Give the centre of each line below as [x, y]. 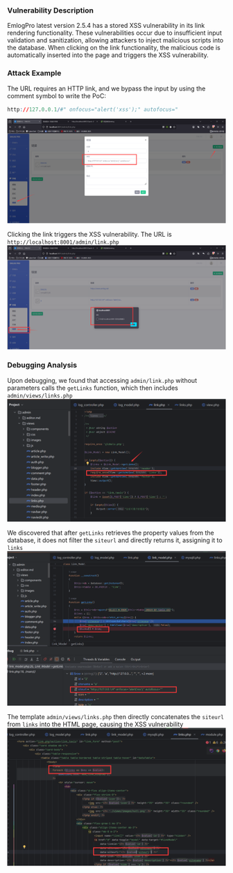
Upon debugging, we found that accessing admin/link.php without [102, 380]
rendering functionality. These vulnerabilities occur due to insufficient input [114, 33]
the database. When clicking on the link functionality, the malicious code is [114, 48]
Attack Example [34, 73]
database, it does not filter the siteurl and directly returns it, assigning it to [115, 540]
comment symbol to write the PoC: [57, 95]
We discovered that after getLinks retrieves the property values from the [111, 533]
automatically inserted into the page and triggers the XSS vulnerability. [108, 55]
